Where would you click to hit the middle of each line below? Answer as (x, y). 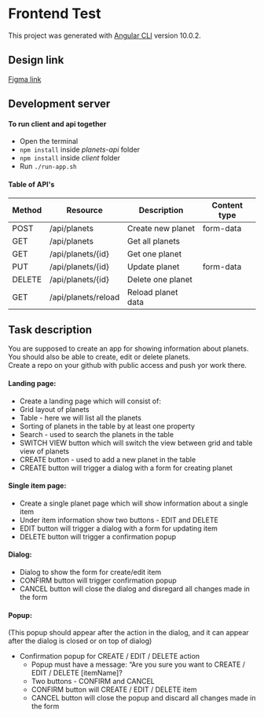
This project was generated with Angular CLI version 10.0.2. (105, 35)
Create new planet (161, 228)
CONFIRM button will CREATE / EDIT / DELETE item (114, 689)
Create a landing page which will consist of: (90, 401)
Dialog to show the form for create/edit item (90, 572)
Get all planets (154, 241)
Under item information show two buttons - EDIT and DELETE (119, 520)
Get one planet (154, 254)
